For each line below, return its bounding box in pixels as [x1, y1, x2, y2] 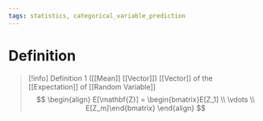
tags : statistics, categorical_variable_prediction [8, 11, 186, 20]
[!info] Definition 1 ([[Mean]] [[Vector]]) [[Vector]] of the [27, 73, 213, 83]
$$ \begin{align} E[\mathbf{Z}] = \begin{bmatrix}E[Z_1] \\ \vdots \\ [35, 94, 256, 104]
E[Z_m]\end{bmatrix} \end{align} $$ [86, 102, 206, 113]
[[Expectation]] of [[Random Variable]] [27, 81, 156, 91]
